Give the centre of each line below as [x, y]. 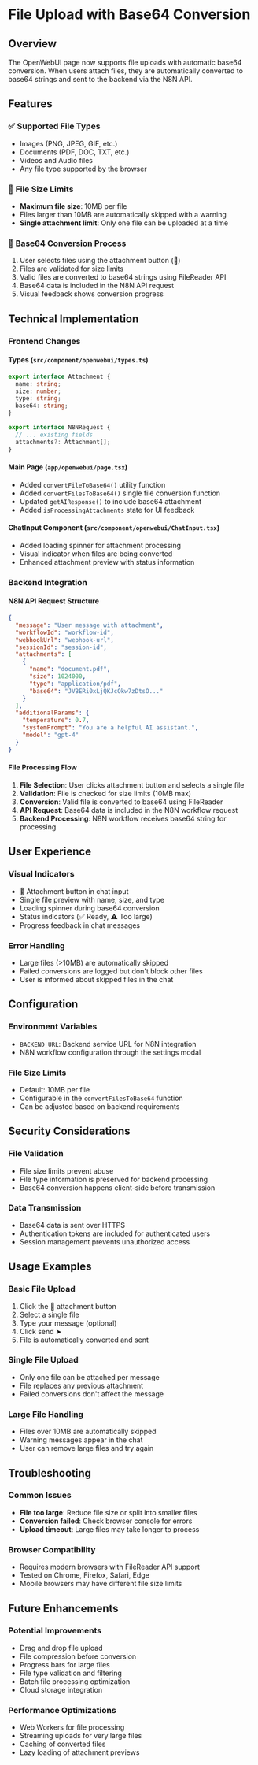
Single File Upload [43, 1360]
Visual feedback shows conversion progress [91, 294]
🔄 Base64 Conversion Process [67, 243]
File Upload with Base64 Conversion [129, 15]
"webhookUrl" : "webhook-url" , [64, 640]
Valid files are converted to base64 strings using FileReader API [123, 277]
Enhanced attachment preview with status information [107, 562]
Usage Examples [50, 1267]
